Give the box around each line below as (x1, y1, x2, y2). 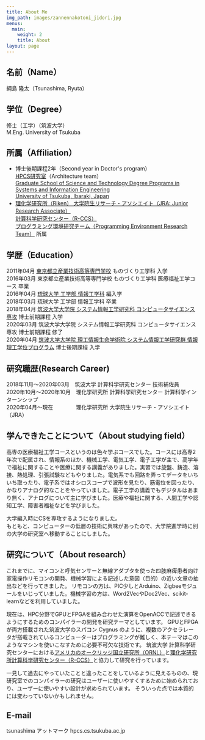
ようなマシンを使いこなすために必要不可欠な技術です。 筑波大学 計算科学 (6, 641, 191, 648)
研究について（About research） (6, 549, 131, 560)
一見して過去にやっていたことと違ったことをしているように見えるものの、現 (6, 669, 198, 676)
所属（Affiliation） (6, 147, 77, 158)
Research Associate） (15, 207, 71, 214)
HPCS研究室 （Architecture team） (15, 172, 103, 180)
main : (12, 26, 26, 32)
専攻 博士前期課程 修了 (6, 328, 63, 336)
